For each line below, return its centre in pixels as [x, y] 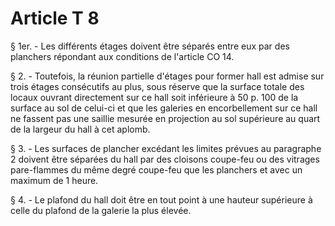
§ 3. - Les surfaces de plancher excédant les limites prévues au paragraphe [166, 148]
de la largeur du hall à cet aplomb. [80, 129]
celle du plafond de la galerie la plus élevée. [101, 210]
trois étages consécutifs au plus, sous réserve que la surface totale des [157, 86]
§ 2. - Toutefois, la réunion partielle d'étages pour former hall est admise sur [167, 76]
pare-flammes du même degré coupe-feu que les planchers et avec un [156, 169]
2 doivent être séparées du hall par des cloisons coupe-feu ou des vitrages [165, 159]
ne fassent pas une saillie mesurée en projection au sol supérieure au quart [165, 118]
